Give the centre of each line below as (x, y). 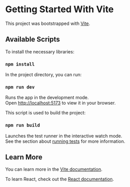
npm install (20, 64)
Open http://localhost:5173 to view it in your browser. (60, 103)
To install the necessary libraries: (40, 51)
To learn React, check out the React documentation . (60, 179)
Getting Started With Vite (60, 9)
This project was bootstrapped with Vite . (48, 23)
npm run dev (20, 87)
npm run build (23, 125)
